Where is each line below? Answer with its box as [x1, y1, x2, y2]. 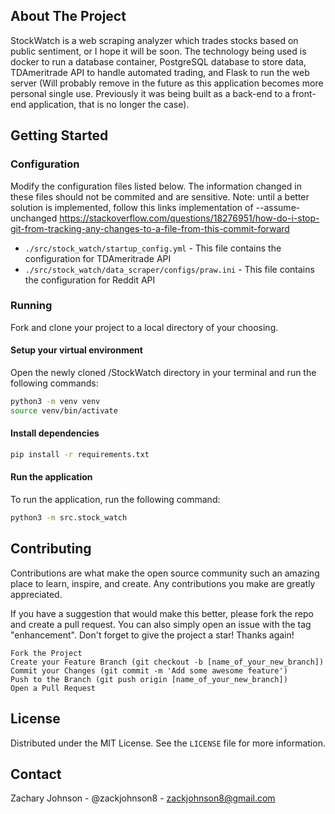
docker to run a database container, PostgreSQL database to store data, [10, 55, 307, 68]
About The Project [10, 8, 127, 25]
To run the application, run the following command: [10, 494, 221, 506]
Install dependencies [10, 427, 100, 439]
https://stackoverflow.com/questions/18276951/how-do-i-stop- [59, 212, 320, 224]
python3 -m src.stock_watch [10, 513, 128, 523]
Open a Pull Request [10, 683, 97, 693]
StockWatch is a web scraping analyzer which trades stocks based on [10, 34, 299, 46]
